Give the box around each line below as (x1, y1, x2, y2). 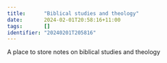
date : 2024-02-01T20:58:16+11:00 (7, 16, 121, 23)
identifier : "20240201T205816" (7, 29, 97, 36)
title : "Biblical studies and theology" (7, 10, 139, 17)
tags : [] (7, 23, 51, 29)
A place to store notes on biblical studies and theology (7, 48, 161, 56)
